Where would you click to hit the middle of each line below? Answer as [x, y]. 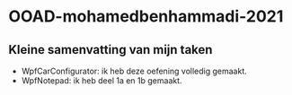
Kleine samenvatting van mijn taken [111, 50]
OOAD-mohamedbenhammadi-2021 [146, 17]
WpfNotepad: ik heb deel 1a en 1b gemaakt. [102, 81]
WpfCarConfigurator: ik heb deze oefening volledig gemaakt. [134, 71]
